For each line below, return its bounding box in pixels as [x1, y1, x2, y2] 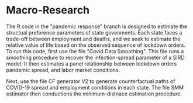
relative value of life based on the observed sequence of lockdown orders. [6, 42, 186, 49]
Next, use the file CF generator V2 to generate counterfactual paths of [6, 77, 175, 85]
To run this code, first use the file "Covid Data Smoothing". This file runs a [6, 47, 184, 54]
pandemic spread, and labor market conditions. [6, 66, 120, 73]
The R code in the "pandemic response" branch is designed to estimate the [6, 23, 188, 30]
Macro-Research [6, 4, 90, 17]
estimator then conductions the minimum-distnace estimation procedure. [6, 90, 182, 97]
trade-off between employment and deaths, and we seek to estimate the [6, 35, 181, 42]
